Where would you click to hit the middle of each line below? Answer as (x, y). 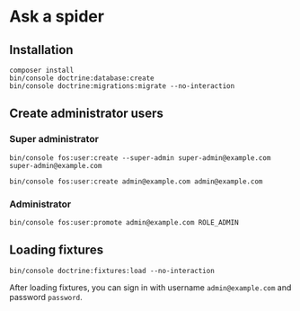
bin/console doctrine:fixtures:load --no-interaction (112, 271)
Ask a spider (57, 17)
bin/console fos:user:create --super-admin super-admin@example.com (140, 158)
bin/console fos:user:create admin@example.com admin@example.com (136, 182)
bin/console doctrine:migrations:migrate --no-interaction (122, 86)
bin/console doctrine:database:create (82, 78)
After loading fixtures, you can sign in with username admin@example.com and (150, 287)
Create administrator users (86, 114)
